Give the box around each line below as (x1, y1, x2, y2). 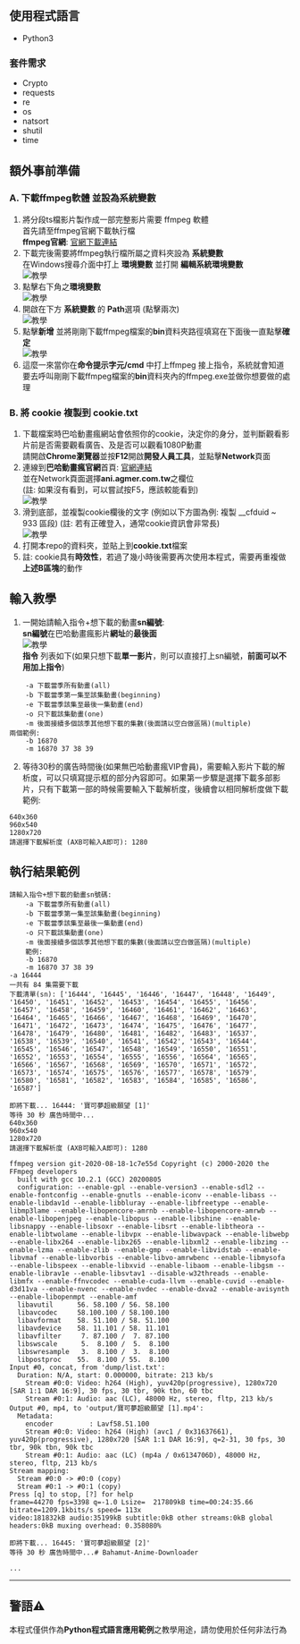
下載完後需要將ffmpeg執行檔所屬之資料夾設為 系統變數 (21, 247, 224, 258)
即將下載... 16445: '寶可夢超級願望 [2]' (9, 1538, 151, 1547)
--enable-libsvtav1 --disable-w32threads (72, 1269, 229, 1278)
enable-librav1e (9, 1269, 70, 1278)
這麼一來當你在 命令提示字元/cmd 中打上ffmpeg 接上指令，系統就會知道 (21, 359, 285, 370)
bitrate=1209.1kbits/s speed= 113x (9, 1505, 142, 1514)
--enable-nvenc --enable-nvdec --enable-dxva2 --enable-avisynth (41, 1284, 290, 1293)
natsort (21, 115, 49, 127)
